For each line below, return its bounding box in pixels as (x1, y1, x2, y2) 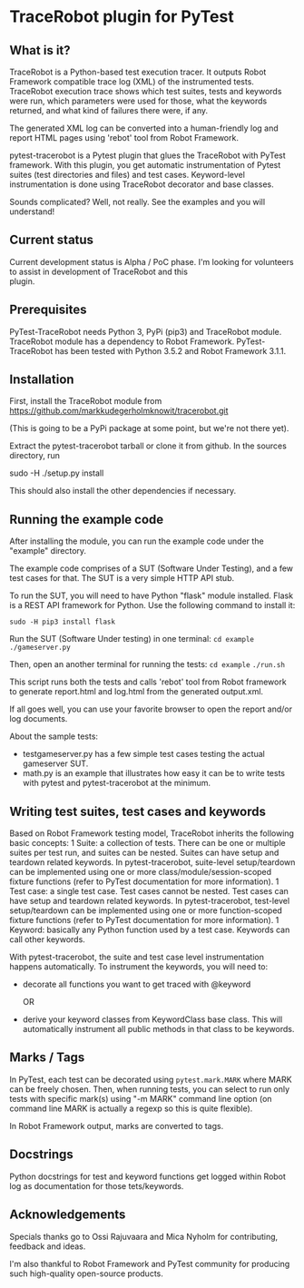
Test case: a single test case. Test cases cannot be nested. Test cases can (9, 886, 289, 897)
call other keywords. (9, 934, 86, 945)
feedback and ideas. (9, 1241, 86, 1252)
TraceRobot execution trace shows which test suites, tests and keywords (9, 86, 282, 96)
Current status (9, 232, 93, 248)
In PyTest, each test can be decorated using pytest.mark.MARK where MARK (9, 1074, 292, 1085)
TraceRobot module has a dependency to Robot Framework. (9, 336, 235, 347)
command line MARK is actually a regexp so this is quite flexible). (9, 1103, 253, 1114)
